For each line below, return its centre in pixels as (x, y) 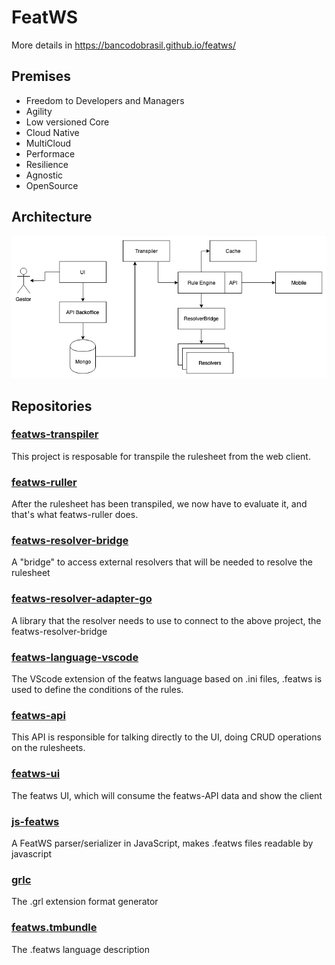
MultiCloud (48, 143)
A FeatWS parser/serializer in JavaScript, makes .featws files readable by (162, 843)
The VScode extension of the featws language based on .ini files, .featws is (167, 679)
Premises (41, 76)
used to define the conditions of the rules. (97, 690)
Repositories (52, 406)
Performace (50, 153)
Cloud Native (52, 132)
